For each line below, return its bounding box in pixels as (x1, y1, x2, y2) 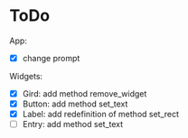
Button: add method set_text (22, 98, 128, 109)
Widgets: (9, 71, 43, 81)
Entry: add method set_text (22, 119, 124, 130)
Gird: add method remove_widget (22, 88, 147, 99)
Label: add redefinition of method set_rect (22, 109, 179, 120)
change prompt (22, 52, 80, 63)
